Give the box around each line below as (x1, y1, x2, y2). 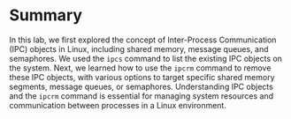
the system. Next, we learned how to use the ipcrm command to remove (9, 63, 272, 73)
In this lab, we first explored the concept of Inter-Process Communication (9, 34, 277, 45)
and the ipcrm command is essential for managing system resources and (9, 90, 274, 101)
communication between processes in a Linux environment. (9, 100, 227, 110)
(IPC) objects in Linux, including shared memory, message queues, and (9, 43, 269, 54)
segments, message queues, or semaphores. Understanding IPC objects (9, 81, 274, 92)
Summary (9, 5, 82, 26)
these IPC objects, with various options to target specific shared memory (9, 71, 276, 82)
